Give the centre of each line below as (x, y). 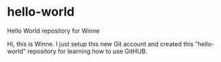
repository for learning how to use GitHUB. (87, 51)
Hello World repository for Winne (53, 31)
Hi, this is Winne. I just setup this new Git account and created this (100, 44)
